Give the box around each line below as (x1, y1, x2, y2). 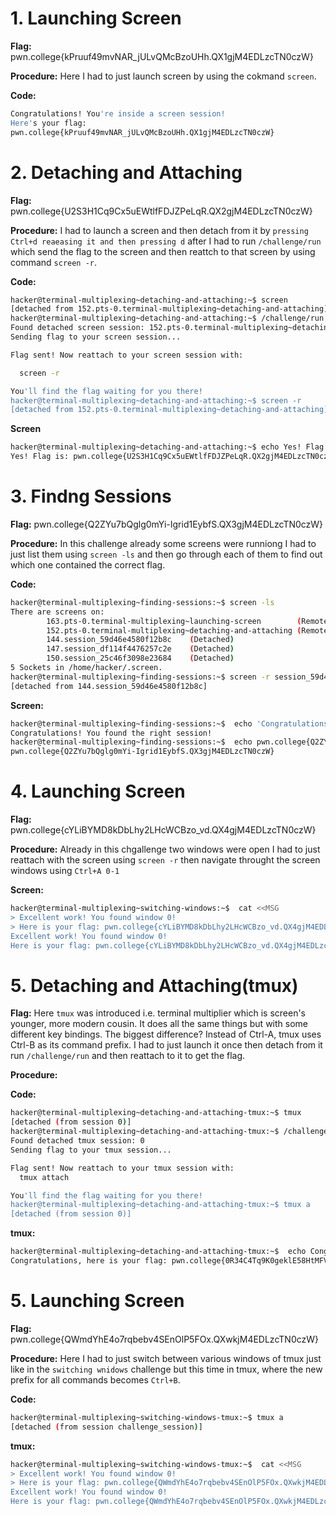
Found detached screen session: (10, 323, 145, 333)
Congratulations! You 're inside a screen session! (10, 108, 226, 119)
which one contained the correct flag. (10, 558, 166, 571)
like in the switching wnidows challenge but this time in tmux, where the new (10, 1363, 323, 1375)
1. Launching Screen (10, 7, 182, 30)
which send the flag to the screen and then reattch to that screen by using (10, 245, 316, 257)
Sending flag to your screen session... (10, 332, 182, 342)
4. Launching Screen (10, 780, 186, 803)
